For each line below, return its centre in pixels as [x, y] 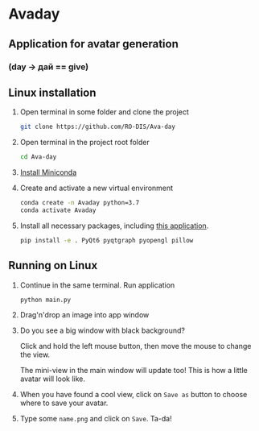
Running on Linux [53, 265]
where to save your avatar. [64, 403]
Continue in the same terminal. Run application [97, 285]
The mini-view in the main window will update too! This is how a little [134, 371]
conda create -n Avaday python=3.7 [80, 203]
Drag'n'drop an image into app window [84, 315]
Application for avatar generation [93, 44]
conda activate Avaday [58, 210]
